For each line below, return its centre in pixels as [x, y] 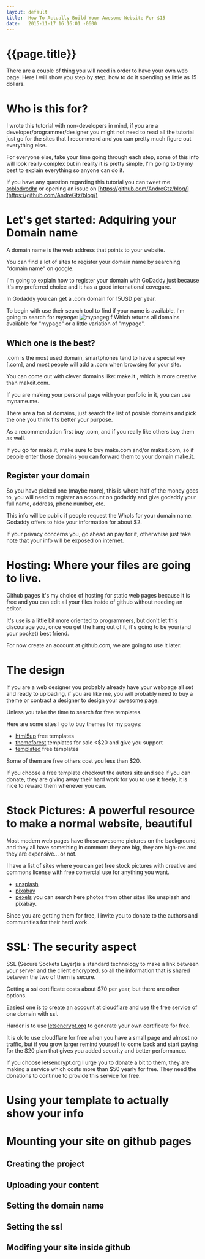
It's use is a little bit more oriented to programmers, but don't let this [92, 620]
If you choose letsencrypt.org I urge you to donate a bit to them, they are [98, 1062]
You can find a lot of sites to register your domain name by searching [93, 262]
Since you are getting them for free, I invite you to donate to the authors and [102, 915]
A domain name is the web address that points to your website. [86, 250]
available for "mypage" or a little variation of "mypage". [76, 324]
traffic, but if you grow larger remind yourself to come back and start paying [102, 1044]
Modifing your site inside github [69, 1247]
